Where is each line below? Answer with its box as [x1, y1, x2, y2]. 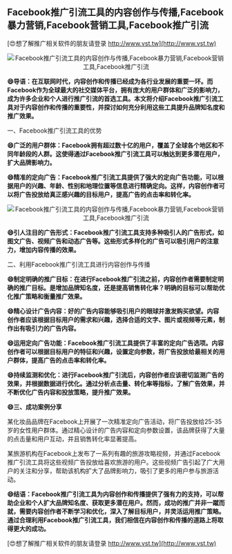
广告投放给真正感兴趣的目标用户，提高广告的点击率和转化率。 [19, 190, 195, 198]
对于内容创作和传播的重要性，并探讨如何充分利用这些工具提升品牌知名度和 [12, 103, 225, 111]
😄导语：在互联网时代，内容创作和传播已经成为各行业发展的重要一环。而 [7, 77, 213, 85]
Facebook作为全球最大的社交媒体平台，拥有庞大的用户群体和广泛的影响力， [7, 86, 224, 94]
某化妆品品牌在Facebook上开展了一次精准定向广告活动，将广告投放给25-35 [7, 417, 222, 426]
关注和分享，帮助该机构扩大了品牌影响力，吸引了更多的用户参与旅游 [19, 466, 213, 475]
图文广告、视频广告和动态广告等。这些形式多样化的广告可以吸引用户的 [7, 237, 207, 245]
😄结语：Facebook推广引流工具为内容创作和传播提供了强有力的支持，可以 [7, 490, 218, 498]
